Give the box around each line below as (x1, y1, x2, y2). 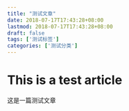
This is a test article (7, 72, 123, 88)
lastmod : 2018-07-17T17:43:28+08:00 (7, 23, 113, 30)
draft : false (7, 29, 45, 37)
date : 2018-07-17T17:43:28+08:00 (7, 17, 104, 24)
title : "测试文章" (7, 10, 57, 17)
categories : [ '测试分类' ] (7, 42, 78, 49)
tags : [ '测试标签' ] (7, 36, 60, 43)
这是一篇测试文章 (7, 96, 56, 104)
